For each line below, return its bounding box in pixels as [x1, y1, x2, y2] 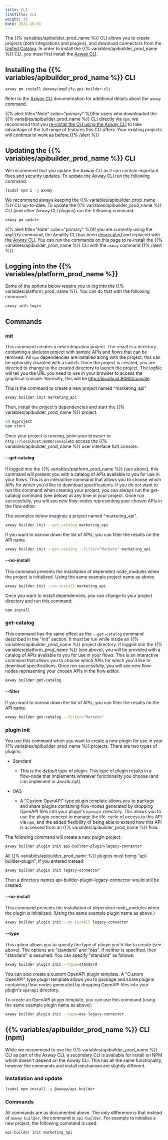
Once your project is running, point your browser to [5, 432, 111, 438]
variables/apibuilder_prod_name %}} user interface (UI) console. [5, 443, 138, 449]
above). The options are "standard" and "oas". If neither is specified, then [5, 947, 156, 953]
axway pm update [5, 217, 39, 222]
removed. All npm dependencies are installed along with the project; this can [5, 354, 161, 360]
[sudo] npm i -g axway [5, 188, 52, 193]
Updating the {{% [5, 146, 61, 155]
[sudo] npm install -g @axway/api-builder [5, 1086, 95, 1091]
